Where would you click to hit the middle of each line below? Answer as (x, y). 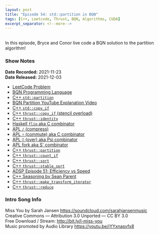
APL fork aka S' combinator (40, 145)
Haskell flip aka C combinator (43, 123)
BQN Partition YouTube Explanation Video (55, 103)
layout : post (19, 10)
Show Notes (20, 61)
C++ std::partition (33, 97)
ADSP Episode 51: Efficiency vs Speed (51, 171)
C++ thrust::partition (36, 150)
